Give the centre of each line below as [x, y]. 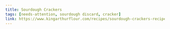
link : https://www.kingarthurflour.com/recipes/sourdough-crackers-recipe [86, 19]
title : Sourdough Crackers [34, 10]
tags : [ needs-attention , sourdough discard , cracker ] [63, 14]
